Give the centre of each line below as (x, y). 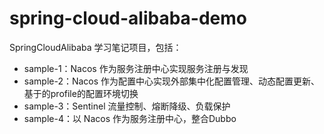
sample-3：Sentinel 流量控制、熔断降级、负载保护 (127, 106)
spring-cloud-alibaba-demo (128, 18)
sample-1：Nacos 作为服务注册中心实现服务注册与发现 (136, 68)
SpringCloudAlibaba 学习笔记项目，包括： (95, 47)
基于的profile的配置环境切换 (81, 93)
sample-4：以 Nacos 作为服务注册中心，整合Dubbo (130, 118)
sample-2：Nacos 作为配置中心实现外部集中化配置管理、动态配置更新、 (172, 81)
